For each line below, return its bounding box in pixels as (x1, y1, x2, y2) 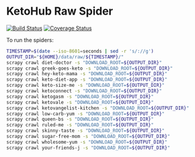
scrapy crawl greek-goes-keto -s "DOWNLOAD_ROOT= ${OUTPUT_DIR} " (6, 65, 173, 71)
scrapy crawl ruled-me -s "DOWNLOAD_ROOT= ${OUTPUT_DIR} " (6, 122, 154, 128)
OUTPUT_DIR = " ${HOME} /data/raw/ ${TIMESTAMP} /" (6, 54, 124, 60)
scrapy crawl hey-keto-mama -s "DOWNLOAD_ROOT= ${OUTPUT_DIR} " (6, 71, 168, 77)
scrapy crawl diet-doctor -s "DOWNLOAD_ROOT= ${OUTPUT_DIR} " (6, 59, 163, 65)
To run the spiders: (6, 36, 54, 43)
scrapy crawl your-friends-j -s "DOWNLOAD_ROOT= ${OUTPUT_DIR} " (6, 145, 171, 151)
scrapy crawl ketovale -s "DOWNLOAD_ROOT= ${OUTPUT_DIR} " (6, 99, 154, 105)
